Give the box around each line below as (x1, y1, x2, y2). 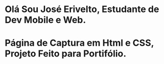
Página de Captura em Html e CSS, (5, 37, 154, 49)
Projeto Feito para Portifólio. (5, 48, 127, 59)
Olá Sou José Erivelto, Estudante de (5, 4, 159, 15)
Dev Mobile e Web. (5, 14, 86, 26)
